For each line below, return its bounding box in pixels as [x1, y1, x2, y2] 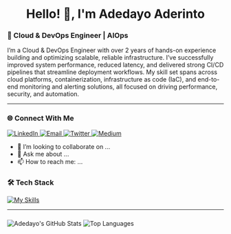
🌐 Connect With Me [7, 113, 74, 123]
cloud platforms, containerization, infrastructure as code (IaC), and [7, 75, 197, 84]
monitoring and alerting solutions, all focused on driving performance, [19, 82, 218, 91]
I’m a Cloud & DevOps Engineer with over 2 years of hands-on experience [7, 46, 217, 54]
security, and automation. [7, 90, 80, 98]
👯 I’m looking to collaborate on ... [16, 142, 111, 150]
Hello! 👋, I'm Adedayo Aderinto [26, 6, 205, 22]
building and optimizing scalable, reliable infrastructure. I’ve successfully [7, 54, 214, 62]
